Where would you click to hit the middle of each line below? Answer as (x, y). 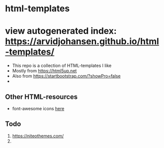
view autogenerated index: (61, 31)
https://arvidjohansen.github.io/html (82, 42)
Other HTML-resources (41, 97)
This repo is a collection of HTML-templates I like (62, 66)
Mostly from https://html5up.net (44, 71)
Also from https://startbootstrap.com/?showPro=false (66, 76)
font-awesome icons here (38, 108)
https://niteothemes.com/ (38, 136)
